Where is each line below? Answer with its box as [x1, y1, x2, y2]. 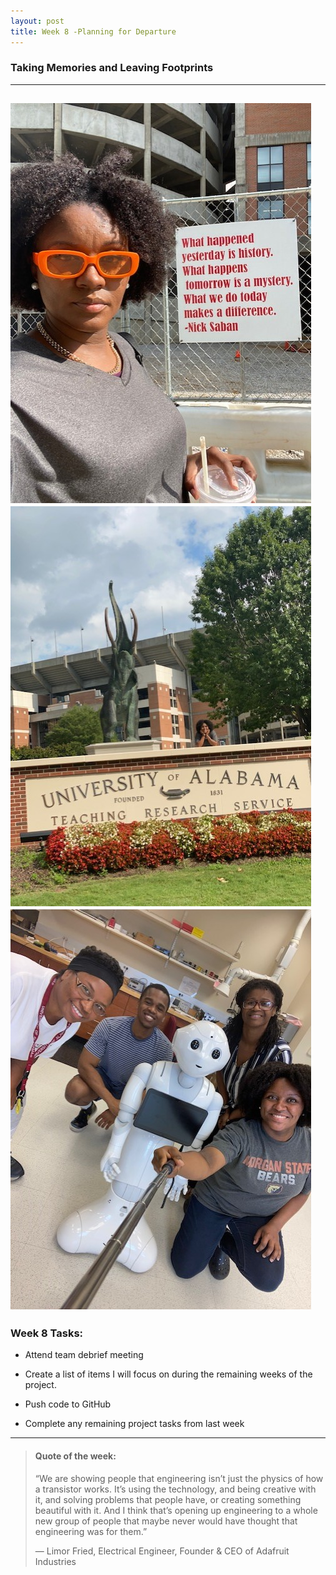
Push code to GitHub [24, 1398, 112, 1410]
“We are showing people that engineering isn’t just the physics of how [34, 1472, 324, 1484]
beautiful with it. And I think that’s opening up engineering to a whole [34, 1504, 318, 1516]
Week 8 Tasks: [10, 1326, 84, 1340]
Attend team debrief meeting [24, 1349, 144, 1361]
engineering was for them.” [34, 1525, 148, 1537]
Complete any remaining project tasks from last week [24, 1418, 245, 1430]
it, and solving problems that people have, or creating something [34, 1493, 302, 1505]
